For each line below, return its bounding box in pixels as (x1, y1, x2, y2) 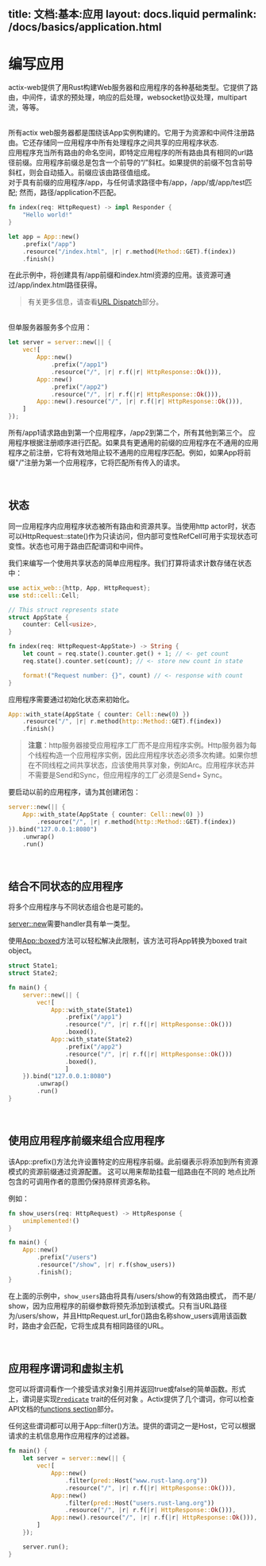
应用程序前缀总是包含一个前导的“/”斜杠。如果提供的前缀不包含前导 (35, 158, 253, 167)
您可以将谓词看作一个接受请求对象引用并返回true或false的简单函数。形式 (8, 1384, 246, 1394)
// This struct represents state (8, 606, 119, 614)
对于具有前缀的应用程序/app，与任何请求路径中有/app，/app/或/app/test (8, 178, 245, 187)
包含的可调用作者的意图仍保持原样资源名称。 (8, 1177, 155, 1186)
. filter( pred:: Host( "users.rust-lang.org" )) (64, 1499, 215, 1507)
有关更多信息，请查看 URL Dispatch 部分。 (27, 297, 164, 307)
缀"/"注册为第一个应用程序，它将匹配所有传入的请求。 (8, 458, 185, 467)
